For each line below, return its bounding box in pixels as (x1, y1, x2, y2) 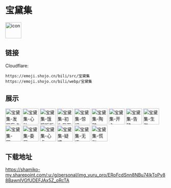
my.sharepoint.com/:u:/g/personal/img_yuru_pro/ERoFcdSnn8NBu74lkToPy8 (5, 172, 166, 178)
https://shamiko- (5, 166, 40, 173)
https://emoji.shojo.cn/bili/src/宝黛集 (5, 73, 90, 78)
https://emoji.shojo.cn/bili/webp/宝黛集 (5, 79, 92, 84)
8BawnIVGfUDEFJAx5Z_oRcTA (5, 177, 70, 183)
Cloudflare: (5, 62, 29, 69)
